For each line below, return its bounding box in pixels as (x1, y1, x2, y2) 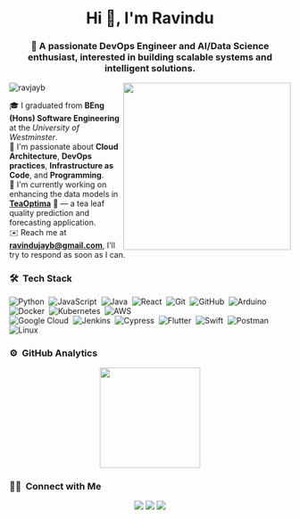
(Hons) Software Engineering (9, 113, 121, 124)
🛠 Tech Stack (9, 272, 73, 284)
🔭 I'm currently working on (9, 179, 107, 190)
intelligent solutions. (104, 62, 196, 75)
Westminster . (9, 132, 58, 143)
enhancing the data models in (9, 189, 119, 200)
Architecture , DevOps (9, 151, 92, 161)
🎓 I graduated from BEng (9, 100, 105, 111)
